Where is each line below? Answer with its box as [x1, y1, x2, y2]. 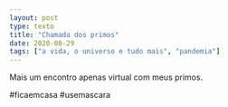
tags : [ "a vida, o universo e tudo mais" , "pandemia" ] [9, 47, 221, 56]
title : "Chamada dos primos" [9, 30, 119, 39]
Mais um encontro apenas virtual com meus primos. [9, 72, 204, 83]
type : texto [9, 22, 54, 31]
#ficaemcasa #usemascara [9, 90, 111, 101]
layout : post [9, 13, 59, 23]
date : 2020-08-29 [9, 38, 75, 48]
